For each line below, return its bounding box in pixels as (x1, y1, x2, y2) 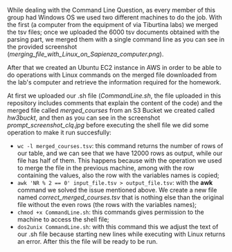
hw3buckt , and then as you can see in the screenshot (7, 114, 161, 122)
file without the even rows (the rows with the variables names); (17, 201, 197, 208)
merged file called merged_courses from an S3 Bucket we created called (7, 107, 215, 114)
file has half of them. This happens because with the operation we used (17, 156, 222, 165)
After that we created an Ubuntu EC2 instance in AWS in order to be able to (7, 64, 222, 71)
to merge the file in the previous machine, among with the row (17, 164, 195, 172)
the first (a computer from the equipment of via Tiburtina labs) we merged (7, 21, 218, 28)
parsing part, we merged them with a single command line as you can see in (7, 35, 225, 44)
